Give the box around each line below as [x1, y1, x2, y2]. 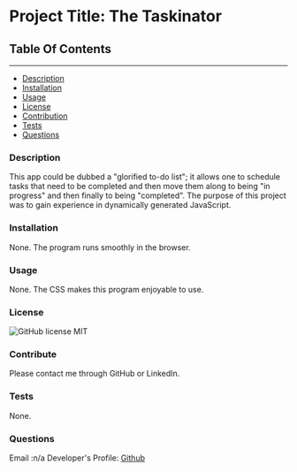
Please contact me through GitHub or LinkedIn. [9, 369, 180, 379]
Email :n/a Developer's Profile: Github [9, 453, 146, 463]
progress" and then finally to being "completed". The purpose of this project [9, 190, 287, 201]
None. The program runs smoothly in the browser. [9, 241, 192, 253]
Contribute [9, 348, 57, 361]
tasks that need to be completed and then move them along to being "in [9, 181, 271, 192]
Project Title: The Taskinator [9, 6, 223, 27]
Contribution [21, 110, 68, 121]
